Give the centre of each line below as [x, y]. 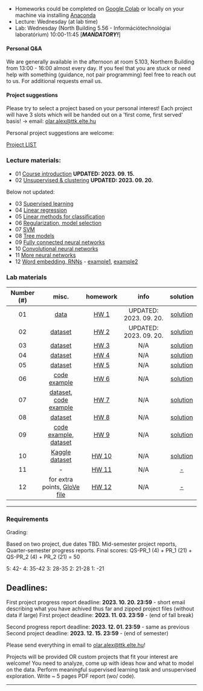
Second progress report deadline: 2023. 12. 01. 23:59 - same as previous [98, 627]
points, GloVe [61, 487]
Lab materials [27, 277]
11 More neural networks [45, 255]
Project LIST [22, 145]
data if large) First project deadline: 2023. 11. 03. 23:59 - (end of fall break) [100, 615]
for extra [61, 479]
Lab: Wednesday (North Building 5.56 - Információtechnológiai [93, 28]
